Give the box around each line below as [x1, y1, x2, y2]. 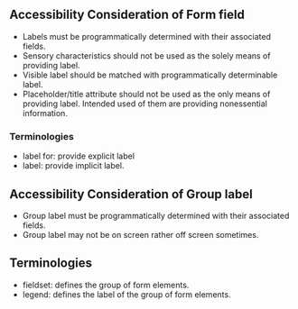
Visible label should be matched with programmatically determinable [22, 69, 278, 80]
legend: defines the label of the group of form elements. [22, 288, 232, 300]
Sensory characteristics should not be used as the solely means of [22, 50, 271, 61]
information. [22, 107, 68, 118]
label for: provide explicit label [22, 150, 135, 161]
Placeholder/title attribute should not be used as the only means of [22, 88, 271, 99]
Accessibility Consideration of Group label [9, 186, 253, 202]
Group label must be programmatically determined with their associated [22, 210, 290, 221]
